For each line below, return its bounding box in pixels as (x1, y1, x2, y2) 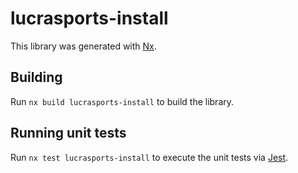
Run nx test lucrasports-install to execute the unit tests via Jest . (10, 151, 289, 163)
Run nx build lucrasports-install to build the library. (10, 95, 235, 107)
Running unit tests (10, 125, 127, 142)
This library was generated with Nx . (10, 40, 157, 52)
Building (10, 69, 63, 86)
